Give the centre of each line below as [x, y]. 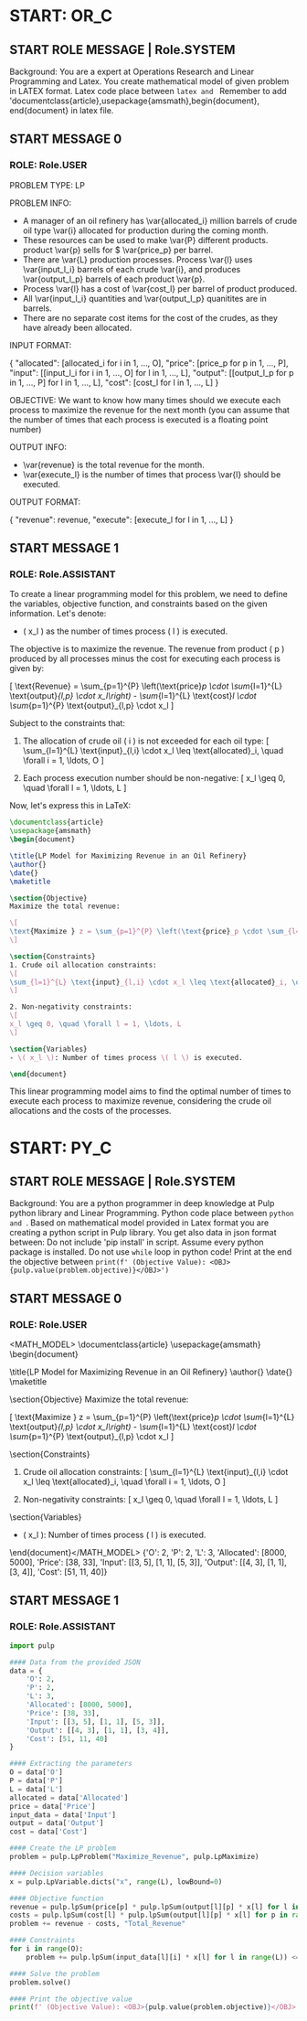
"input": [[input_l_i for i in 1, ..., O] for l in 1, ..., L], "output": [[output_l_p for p [152, 372]
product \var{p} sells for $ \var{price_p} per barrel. [118, 250]
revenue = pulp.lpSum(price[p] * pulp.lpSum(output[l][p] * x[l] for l [148, 1907]
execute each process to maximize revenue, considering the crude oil [141, 1101]
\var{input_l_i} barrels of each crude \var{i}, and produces [132, 269]
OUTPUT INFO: [38, 447]
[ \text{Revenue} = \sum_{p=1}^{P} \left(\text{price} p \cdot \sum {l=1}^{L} [146, 686]
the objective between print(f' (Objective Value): [108, 1262]
